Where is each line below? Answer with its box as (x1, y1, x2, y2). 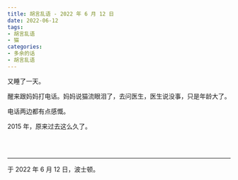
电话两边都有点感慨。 (7, 107, 69, 116)
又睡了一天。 (7, 77, 45, 85)
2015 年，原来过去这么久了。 (7, 122, 92, 130)
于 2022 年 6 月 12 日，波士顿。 (7, 164, 99, 174)
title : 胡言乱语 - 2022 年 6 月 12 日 (7, 10, 115, 18)
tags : (7, 23, 23, 30)
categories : (7, 43, 42, 50)
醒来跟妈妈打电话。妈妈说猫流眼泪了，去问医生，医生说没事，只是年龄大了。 (7, 91, 231, 100)
